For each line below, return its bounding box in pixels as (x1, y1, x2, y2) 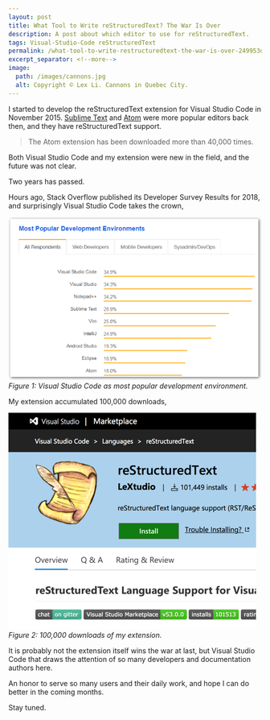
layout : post (8, 13, 52, 21)
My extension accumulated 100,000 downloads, (8, 397, 167, 407)
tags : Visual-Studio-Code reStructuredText (8, 39, 157, 47)
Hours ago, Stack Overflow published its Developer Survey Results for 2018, (8, 192, 260, 201)
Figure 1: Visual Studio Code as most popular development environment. (8, 381, 248, 391)
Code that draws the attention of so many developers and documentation (8, 655, 252, 664)
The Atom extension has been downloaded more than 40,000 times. (27, 137, 254, 147)
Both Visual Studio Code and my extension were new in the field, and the (8, 152, 250, 162)
